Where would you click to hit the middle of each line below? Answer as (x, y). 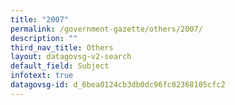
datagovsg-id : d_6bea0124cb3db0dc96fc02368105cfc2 (118, 85)
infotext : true (42, 76)
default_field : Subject (60, 66)
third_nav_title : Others (62, 47)
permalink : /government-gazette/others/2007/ (106, 29)
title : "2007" (40, 19)
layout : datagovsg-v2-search (71, 57)
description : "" (44, 38)
